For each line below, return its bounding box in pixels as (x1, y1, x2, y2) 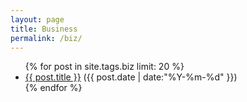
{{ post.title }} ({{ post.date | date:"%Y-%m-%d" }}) (24, 71, 238, 83)
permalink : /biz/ (10, 33, 83, 43)
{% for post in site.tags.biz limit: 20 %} (24, 61, 185, 73)
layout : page (10, 14, 65, 25)
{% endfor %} (24, 82, 83, 94)
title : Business (10, 24, 78, 34)
